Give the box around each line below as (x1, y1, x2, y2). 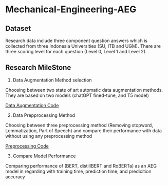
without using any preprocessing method (5, 133, 92, 139)
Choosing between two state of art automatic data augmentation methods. (5, 87, 163, 93)
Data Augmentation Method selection (12, 77, 92, 83)
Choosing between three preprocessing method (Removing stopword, (5, 122, 153, 128)
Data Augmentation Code (5, 102, 59, 108)
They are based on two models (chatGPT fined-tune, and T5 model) (5, 92, 149, 98)
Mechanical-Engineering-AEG (5, 4, 137, 15)
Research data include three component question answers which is (5, 37, 148, 44)
